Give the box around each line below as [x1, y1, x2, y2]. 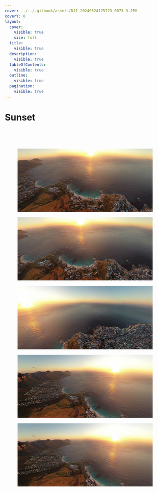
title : [9, 41, 23, 46]
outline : [9, 73, 28, 78]
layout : [5, 19, 21, 24]
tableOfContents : [9, 62, 46, 67]
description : [9, 51, 37, 56]
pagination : [9, 84, 35, 89]
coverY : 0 [5, 13, 26, 19]
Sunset [5, 111, 36, 123]
